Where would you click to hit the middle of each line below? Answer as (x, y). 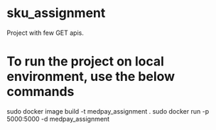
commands (40, 92)
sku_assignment (56, 13)
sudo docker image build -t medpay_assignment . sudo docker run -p (108, 111)
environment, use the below (91, 77)
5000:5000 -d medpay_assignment (58, 119)
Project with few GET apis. (45, 33)
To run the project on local (86, 61)
